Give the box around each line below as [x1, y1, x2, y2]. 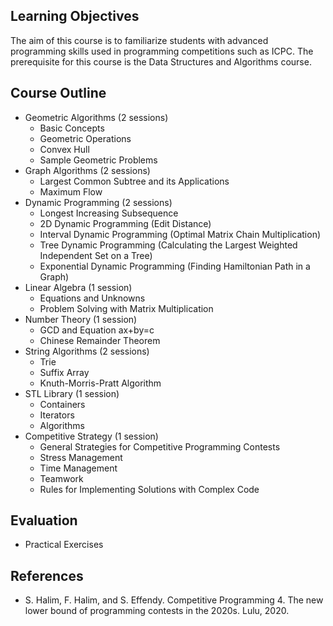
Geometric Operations [39, 132, 132, 144]
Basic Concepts [39, 122, 105, 134]
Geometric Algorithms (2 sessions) [24, 111, 169, 123]
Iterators [39, 409, 75, 421]
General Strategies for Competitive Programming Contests [39, 440, 281, 453]
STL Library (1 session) [24, 387, 120, 399]
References [10, 567, 84, 584]
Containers [39, 398, 86, 410]
